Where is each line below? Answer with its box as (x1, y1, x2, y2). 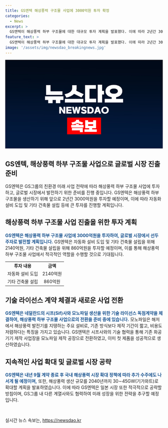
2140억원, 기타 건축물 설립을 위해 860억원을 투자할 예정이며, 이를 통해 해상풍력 (5, 245, 159, 251)
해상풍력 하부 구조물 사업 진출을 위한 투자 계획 (5, 218, 137, 227)
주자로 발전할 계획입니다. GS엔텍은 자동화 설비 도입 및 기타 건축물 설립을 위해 (5, 239, 155, 245)
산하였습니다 (5, 341, 30, 348)
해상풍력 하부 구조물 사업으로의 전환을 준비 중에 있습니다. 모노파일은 (19, 316, 151, 323)
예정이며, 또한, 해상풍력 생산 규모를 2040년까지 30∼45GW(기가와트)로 (19, 378, 159, 384)
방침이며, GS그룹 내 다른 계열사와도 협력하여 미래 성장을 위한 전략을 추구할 (5, 391, 150, 397)
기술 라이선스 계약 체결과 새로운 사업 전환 (5, 296, 123, 305)
